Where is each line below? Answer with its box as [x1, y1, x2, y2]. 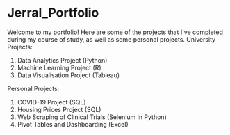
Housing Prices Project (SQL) [17, 105, 101, 113]
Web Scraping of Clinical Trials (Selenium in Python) [17, 113, 167, 121]
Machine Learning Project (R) [17, 63, 102, 72]
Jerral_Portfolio [7, 5, 99, 21]
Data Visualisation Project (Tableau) [17, 71, 120, 79]
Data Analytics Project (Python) [17, 56, 108, 64]
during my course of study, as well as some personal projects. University [7, 35, 216, 43]
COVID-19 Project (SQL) [17, 97, 86, 106]
